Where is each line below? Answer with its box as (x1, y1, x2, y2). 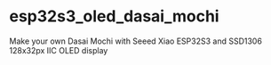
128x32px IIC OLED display (9, 45, 108, 55)
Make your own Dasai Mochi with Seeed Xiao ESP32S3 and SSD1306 (9, 36, 262, 46)
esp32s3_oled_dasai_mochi (9, 6, 219, 27)
